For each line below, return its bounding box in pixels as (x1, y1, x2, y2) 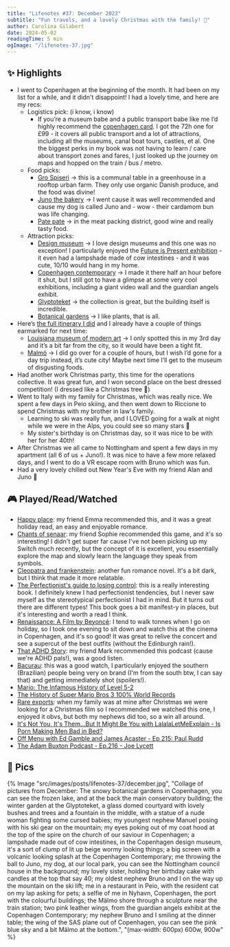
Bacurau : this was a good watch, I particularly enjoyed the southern (16, 661, 209, 669)
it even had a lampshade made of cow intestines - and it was (37, 254, 209, 262)
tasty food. (37, 224, 69, 232)
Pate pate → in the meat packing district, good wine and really (37, 217, 214, 225)
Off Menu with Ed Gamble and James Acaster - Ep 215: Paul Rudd (16, 734, 204, 742)
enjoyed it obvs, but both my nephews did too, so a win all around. (16, 712, 205, 720)
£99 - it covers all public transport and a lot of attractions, (37, 129, 201, 137)
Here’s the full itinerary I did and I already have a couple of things (16, 319, 202, 327)
